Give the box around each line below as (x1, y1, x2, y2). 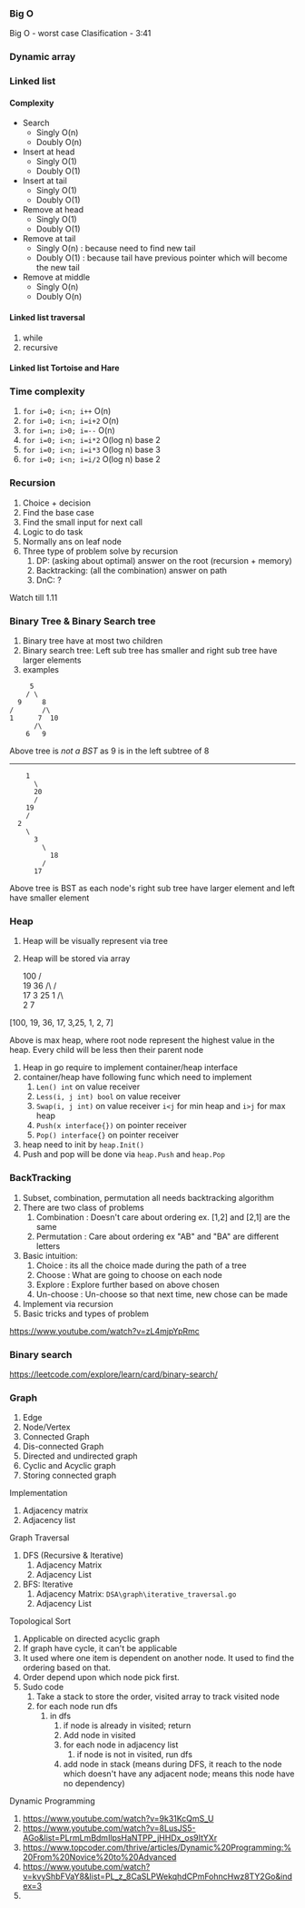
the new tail (35, 262, 80, 273)
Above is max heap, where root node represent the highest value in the (9, 1035, 275, 1046)
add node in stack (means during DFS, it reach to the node (63, 1759, 282, 1770)
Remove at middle (22, 271, 91, 283)
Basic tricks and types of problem (22, 1308, 150, 1319)
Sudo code (22, 1682, 64, 1693)
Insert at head (22, 146, 75, 157)
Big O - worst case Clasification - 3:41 (9, 28, 152, 39)
